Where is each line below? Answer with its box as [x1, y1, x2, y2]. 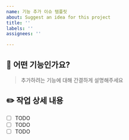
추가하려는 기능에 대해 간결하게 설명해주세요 [20, 76, 124, 83]
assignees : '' [6, 31, 42, 37]
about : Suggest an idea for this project [6, 14, 111, 20]
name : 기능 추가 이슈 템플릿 [6, 8, 67, 15]
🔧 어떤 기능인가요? [6, 60, 70, 70]
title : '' [6, 20, 31, 26]
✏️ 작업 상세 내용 [6, 96, 64, 106]
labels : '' [6, 25, 33, 32]
